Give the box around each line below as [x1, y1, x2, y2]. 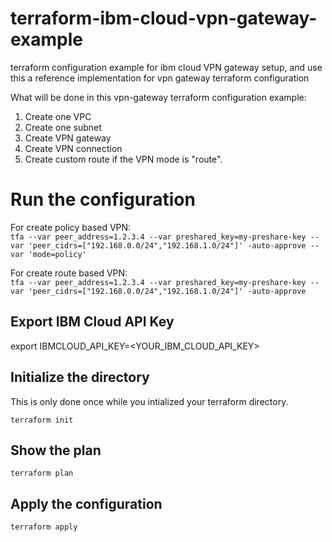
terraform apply [10, 522, 78, 532]
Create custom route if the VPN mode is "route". [24, 153, 223, 165]
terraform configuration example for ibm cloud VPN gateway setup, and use [10, 61, 323, 73]
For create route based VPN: [10, 267, 128, 279]
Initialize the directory [10, 369, 150, 386]
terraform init [10, 415, 74, 425]
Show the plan [10, 442, 102, 459]
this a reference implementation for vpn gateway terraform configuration [10, 72, 310, 84]
